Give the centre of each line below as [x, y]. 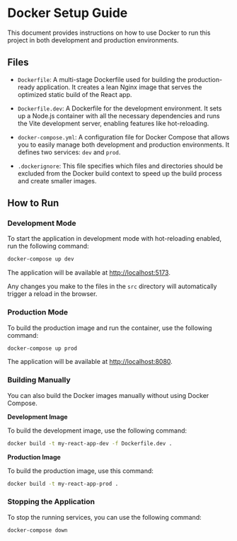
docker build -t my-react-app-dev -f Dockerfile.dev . [90, 443]
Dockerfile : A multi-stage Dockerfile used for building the [102, 79]
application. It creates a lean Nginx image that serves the [119, 87]
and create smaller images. [57, 181]
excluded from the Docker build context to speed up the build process [120, 173]
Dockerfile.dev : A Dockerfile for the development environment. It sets [120, 108]
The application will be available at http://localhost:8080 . [90, 362]
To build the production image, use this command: [81, 471]
